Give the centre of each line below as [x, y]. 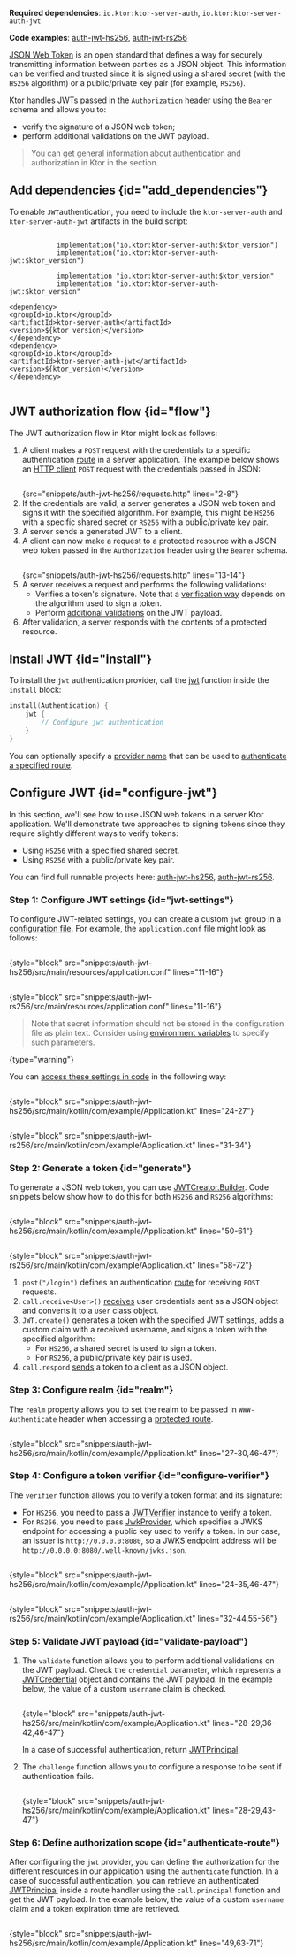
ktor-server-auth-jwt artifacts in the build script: [99, 221]
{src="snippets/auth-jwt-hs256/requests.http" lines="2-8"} [130, 494]
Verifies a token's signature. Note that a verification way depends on [160, 594]
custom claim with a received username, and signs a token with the [144, 1330]
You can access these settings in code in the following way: [118, 1076]
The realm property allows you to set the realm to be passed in [123, 1409]
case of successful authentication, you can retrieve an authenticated [134, 1881]
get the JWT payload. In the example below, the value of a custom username [147, 1899]
